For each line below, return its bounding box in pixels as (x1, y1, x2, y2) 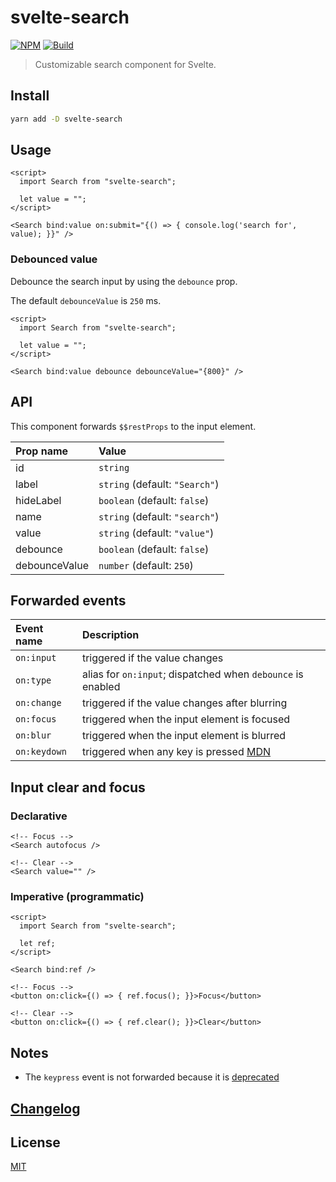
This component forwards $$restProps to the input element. (10, 420, 257, 432)
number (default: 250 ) (98, 558, 194, 572)
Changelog (10, 1100, 81, 1117)
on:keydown (15, 746, 67, 758)
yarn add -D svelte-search (10, 114, 123, 124)
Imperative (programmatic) (10, 889, 145, 903)
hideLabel (15, 493, 62, 507)
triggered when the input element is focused (81, 712, 291, 726)
